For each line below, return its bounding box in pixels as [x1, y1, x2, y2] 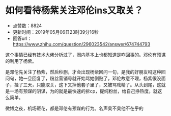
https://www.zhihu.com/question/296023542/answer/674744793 [12, 41, 151, 47]
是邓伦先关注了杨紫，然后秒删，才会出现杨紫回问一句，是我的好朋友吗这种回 [5, 68, 166, 75]
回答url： [12, 35, 32, 41]
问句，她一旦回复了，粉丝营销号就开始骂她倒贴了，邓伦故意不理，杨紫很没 [5, 75, 161, 81]
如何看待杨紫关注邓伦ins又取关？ [5, 5, 144, 16]
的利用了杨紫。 [5, 58, 37, 64]
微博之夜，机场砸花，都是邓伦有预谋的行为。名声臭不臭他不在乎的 [5, 105, 144, 111]
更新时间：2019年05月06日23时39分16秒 [12, 29, 99, 35]
